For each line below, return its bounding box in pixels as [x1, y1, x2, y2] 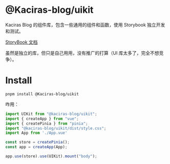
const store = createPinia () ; [5, 140, 70, 145]
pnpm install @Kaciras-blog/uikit [5, 91, 79, 96]
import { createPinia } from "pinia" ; [5, 121, 88, 126]
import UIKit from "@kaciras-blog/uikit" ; [5, 111, 97, 116]
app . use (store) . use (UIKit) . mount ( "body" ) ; [5, 154, 97, 159]
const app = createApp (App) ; [5, 145, 68, 150]
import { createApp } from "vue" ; [5, 116, 79, 121]
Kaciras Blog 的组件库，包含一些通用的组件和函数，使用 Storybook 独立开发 [5, 22, 165, 28]
